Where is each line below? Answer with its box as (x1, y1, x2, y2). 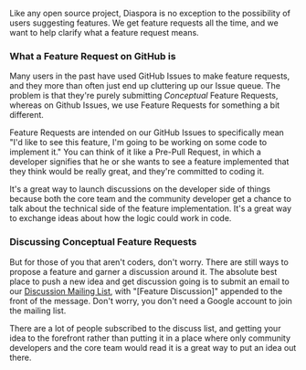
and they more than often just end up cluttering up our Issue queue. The (9, 80, 281, 91)
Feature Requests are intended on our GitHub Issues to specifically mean (9, 127, 285, 138)
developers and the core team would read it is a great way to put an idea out (9, 342, 297, 353)
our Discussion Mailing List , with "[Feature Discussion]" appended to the (9, 285, 283, 296)
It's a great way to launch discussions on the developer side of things (9, 184, 271, 195)
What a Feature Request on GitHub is (9, 49, 176, 62)
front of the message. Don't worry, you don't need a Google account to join (9, 295, 292, 306)
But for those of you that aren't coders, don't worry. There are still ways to (9, 256, 290, 268)
